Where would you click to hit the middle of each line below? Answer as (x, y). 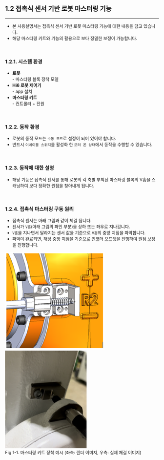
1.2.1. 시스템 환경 (24, 62)
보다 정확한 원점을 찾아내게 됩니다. (62, 186)
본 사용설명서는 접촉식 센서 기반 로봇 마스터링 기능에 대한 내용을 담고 (77, 26)
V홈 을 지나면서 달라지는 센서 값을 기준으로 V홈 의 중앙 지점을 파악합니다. (79, 233)
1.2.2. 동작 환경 (22, 127)
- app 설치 (22, 91)
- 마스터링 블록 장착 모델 (35, 79)
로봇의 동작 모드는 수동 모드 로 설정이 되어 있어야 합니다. (64, 139)
